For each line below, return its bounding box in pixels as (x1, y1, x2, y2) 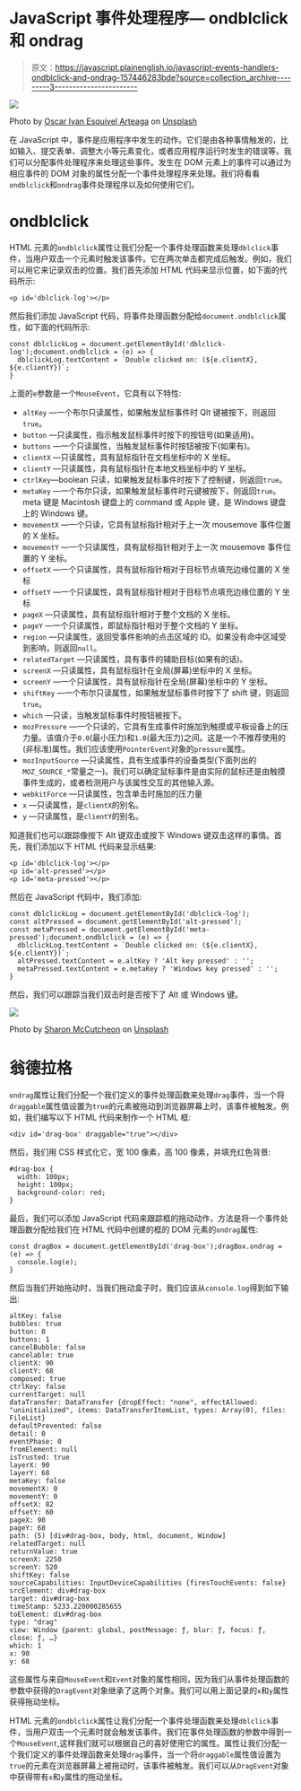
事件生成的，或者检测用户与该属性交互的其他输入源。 (21, 777, 219, 788)
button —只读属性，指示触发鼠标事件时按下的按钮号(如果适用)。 (21, 429, 259, 440)
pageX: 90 (9, 1516, 47, 1525)
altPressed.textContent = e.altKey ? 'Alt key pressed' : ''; (17, 957, 254, 965)
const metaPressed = (9, 925, 87, 934)
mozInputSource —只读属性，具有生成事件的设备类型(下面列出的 (21, 755, 257, 765)
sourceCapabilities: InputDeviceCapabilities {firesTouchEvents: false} (9, 1578, 287, 1587)
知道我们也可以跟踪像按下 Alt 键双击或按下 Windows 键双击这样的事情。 (9, 829, 275, 840)
